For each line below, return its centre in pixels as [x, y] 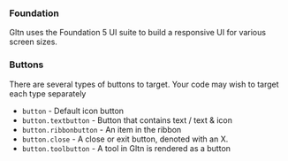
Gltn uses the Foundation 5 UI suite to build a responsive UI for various [138, 33]
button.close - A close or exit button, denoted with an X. [125, 139]
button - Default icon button [73, 111]
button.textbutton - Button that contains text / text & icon [127, 120]
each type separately [48, 93]
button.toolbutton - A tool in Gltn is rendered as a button [126, 148]
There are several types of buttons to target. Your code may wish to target [144, 84]
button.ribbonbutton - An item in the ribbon [102, 129]
